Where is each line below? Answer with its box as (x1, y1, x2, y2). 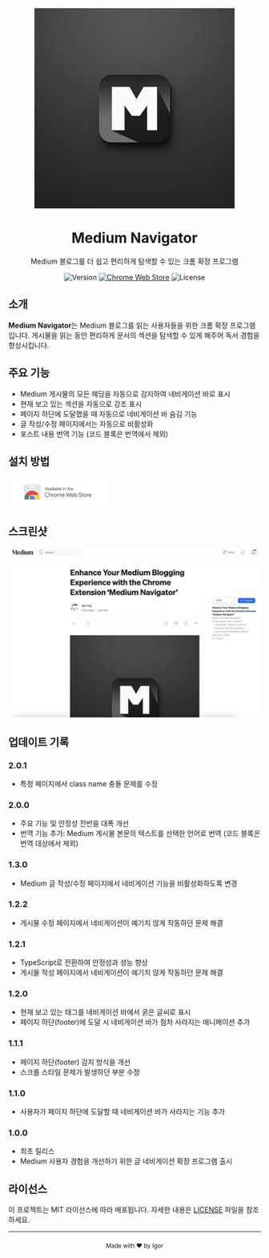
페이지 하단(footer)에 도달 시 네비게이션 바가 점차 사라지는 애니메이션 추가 (19, 1017, 251, 1027)
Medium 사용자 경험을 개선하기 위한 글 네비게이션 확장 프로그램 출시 (19, 1156, 233, 1166)
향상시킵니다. (8, 340, 50, 350)
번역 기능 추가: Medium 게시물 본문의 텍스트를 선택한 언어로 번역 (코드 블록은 (19, 829, 261, 838)
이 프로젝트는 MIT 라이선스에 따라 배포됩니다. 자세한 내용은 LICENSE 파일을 (8, 1205, 244, 1215)
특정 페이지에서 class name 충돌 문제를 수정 (19, 778, 159, 788)
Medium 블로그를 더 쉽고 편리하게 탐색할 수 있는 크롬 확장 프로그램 (30, 256, 239, 266)
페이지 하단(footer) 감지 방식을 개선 (19, 1057, 130, 1067)
